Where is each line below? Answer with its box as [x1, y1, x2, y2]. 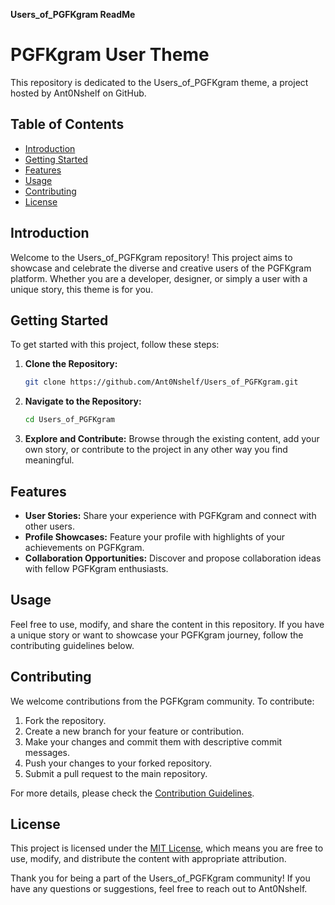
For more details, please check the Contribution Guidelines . [10, 787, 255, 799]
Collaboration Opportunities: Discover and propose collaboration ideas [24, 552, 322, 564]
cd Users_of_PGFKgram [24, 415, 115, 425]
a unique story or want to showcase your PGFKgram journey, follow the [10, 629, 304, 641]
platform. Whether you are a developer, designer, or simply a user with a [10, 272, 308, 284]
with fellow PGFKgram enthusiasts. [24, 562, 169, 574]
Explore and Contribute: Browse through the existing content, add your [24, 433, 320, 445]
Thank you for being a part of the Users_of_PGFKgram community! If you [10, 872, 311, 884]
